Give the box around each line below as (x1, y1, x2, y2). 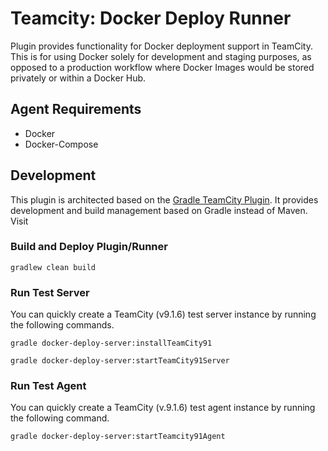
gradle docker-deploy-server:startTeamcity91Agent (10, 432, 226, 442)
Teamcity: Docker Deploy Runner (10, 7, 292, 30)
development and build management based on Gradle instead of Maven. (10, 204, 308, 216)
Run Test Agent (10, 379, 87, 393)
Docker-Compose (24, 138, 99, 150)
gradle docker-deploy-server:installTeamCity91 (10, 338, 213, 349)
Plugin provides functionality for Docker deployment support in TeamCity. (10, 40, 313, 52)
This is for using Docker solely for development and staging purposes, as (10, 50, 312, 62)
